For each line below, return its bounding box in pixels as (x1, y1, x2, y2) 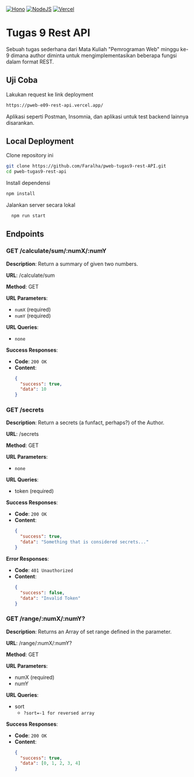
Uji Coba (6, 75, 38, 85)
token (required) (14, 488, 54, 495)
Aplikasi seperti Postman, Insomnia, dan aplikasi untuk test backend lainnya (6, 113, 189, 120)
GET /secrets (6, 406, 44, 414)
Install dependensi (6, 180, 51, 187)
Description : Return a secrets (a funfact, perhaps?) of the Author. (6, 419, 165, 426)
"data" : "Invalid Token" (20, 595, 81, 601)
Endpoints (6, 229, 45, 239)
